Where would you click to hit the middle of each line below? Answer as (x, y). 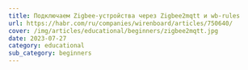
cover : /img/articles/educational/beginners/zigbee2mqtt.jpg (113, 31)
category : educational (46, 46)
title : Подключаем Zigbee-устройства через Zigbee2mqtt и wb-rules (124, 16)
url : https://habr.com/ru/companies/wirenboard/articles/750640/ (120, 23)
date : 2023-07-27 (38, 38)
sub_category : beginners (50, 53)
